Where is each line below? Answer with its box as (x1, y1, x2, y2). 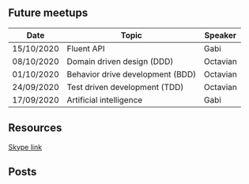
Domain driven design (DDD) (66, 55, 174, 66)
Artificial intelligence (66, 94, 143, 105)
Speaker (204, 29, 237, 40)
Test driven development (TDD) (66, 81, 184, 92)
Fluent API (66, 43, 105, 54)
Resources (8, 122, 62, 135)
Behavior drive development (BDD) (66, 69, 196, 80)
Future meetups (8, 6, 89, 20)
